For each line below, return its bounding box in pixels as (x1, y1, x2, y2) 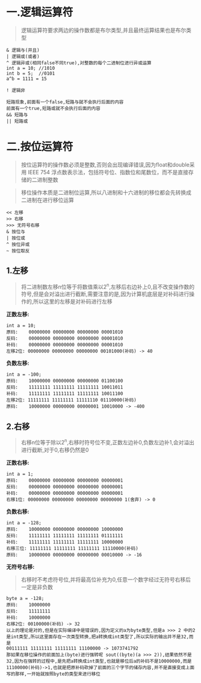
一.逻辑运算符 (6, 5, 73, 19)
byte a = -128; (6, 595, 45, 601)
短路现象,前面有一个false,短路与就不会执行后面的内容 (6, 99, 124, 105)
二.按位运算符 (6, 140, 73, 154)
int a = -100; (6, 372, 42, 378)
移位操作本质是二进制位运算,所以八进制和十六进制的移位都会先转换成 (20, 189, 191, 196)
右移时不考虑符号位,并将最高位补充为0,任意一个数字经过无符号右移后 (20, 575, 191, 583)
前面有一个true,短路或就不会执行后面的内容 (6, 105, 100, 111)
